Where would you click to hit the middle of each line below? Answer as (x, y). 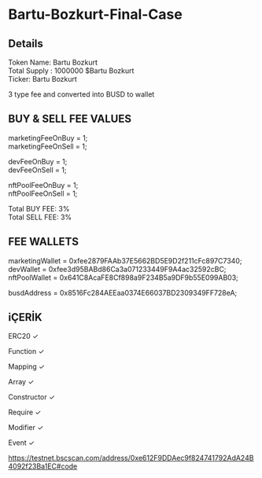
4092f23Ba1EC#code (43, 466)
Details (26, 44)
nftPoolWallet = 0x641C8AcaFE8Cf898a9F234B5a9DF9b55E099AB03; (123, 278)
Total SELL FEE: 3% (40, 217)
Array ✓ (21, 382)
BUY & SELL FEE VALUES (70, 119)
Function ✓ (26, 351)
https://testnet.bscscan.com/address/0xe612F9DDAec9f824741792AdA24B (131, 458)
